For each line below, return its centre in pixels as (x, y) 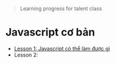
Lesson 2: (26, 55)
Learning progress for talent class (61, 9)
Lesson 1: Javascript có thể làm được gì (62, 48)
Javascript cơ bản (50, 32)
